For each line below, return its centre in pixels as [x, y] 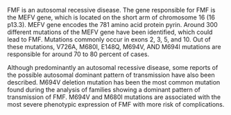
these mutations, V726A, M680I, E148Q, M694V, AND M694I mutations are [114, 47]
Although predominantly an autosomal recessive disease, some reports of [113, 68]
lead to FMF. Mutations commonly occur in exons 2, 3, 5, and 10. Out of [109, 39]
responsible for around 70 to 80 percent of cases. [78, 54]
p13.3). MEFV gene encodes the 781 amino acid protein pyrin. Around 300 [113, 25]
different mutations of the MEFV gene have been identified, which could [110, 32]
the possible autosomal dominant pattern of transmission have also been [111, 75]
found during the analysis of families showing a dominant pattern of [104, 90]
